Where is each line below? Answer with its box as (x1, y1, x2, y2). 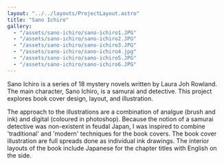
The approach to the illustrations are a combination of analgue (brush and (7, 107, 216, 116)
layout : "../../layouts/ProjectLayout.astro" (7, 10, 139, 17)
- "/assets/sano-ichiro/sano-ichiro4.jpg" (13, 49, 137, 55)
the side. (7, 151, 32, 160)
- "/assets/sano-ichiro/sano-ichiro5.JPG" (13, 55, 137, 62)
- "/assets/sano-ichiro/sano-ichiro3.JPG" (13, 42, 137, 49)
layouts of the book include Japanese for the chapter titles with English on (7, 144, 218, 152)
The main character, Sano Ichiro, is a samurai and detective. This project (7, 87, 212, 95)
